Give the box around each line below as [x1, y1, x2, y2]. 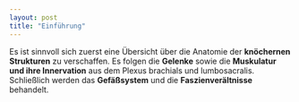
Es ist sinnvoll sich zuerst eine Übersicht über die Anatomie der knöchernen [9, 46, 291, 56]
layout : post [9, 13, 58, 22]
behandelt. [9, 84, 49, 95]
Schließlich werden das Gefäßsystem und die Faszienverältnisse [9, 74, 253, 85]
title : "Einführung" [9, 21, 87, 30]
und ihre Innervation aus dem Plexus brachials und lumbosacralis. [9, 64, 255, 76]
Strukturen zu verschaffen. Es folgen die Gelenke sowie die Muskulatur [9, 55, 277, 66]
